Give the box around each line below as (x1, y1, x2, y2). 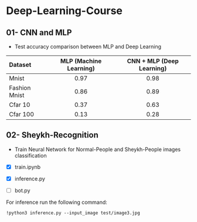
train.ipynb (14, 163, 41, 170)
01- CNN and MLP (6, 28, 72, 38)
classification (14, 152, 47, 159)
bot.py (14, 187, 30, 194)
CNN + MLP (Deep (127, 57, 179, 65)
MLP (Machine (60, 57, 102, 65)
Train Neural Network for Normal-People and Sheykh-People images (14, 146, 181, 153)
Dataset (9, 60, 32, 69)
